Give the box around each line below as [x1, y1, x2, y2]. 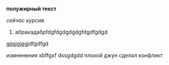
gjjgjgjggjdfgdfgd [6, 40, 49, 47]
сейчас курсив [6, 17, 45, 23]
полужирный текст [6, 5, 57, 12]
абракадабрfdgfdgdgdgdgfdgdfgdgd [14, 28, 108, 36]
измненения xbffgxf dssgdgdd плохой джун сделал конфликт [6, 52, 163, 59]
